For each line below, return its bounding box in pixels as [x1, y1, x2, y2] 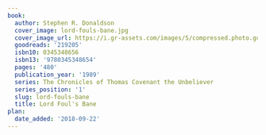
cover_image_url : [14, 33, 72, 42]
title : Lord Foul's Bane [14, 100, 97, 108]
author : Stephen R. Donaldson [14, 19, 114, 27]
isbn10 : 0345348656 [14, 48, 79, 56]
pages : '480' [14, 64, 58, 71]
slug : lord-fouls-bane [14, 93, 90, 101]
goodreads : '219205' [14, 41, 83, 49]
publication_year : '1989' [14, 71, 101, 79]
